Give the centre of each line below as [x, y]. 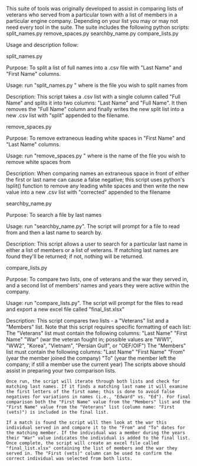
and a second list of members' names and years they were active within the [98, 285]
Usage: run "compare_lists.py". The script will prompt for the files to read [95, 303]
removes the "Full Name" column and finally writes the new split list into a [95, 109]
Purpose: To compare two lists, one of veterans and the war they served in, [97, 279]
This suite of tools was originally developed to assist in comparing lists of [95, 9]
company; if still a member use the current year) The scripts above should [96, 364]
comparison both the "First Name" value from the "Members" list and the [98, 402]
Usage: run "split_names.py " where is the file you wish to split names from [97, 85]
